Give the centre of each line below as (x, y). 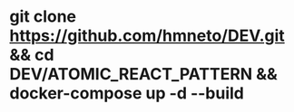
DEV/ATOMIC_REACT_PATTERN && (144, 75)
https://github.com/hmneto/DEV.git (147, 36)
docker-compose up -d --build (127, 93)
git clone (43, 17)
